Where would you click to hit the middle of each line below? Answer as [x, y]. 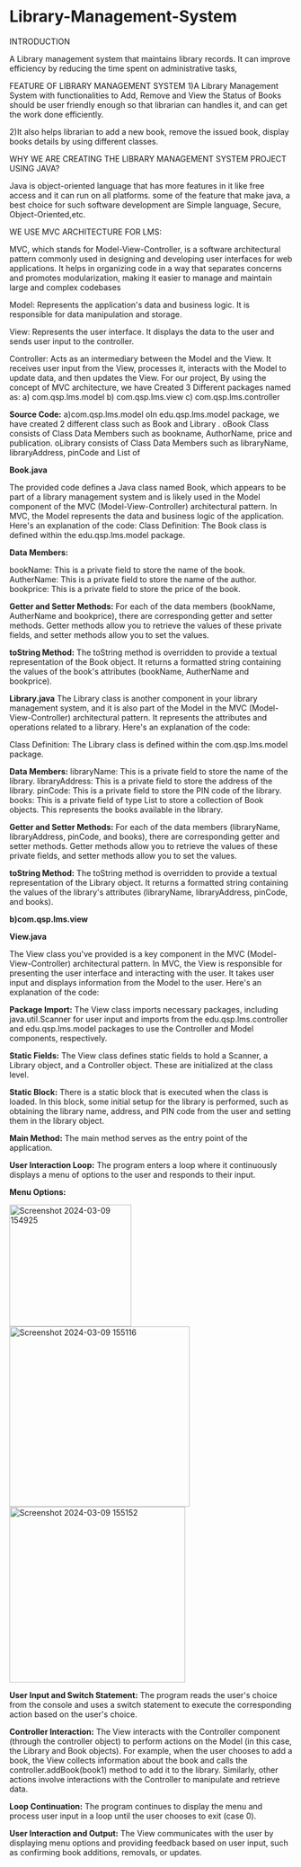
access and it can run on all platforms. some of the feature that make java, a [150, 195]
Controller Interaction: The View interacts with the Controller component [145, 1731]
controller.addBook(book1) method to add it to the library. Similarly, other [144, 1770]
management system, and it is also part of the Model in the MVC [128, 708]
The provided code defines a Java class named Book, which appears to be [148, 487]
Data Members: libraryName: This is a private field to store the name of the [149, 771]
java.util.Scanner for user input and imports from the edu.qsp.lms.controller [149, 1019]
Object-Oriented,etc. [48, 214]
